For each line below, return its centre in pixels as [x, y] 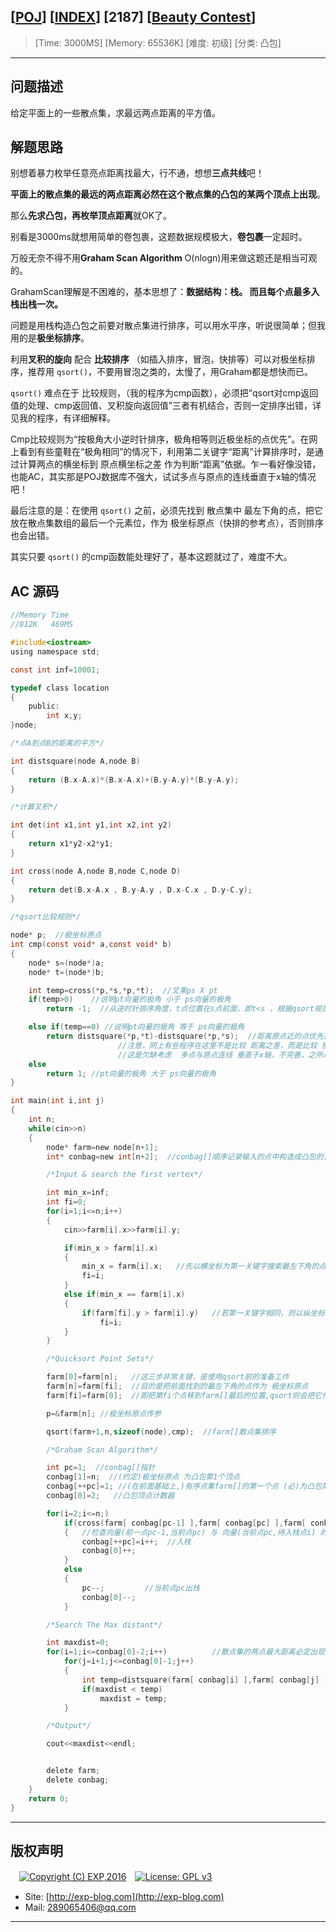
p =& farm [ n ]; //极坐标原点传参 [104, 1413]
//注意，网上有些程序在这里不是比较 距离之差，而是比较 [217, 1045]
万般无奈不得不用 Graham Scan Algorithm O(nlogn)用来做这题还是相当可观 [164, 258]
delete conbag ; [78, 1780]
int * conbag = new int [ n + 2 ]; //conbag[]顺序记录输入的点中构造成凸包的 [185, 1156]
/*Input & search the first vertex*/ [124, 1175]
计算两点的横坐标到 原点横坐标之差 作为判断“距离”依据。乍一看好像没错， [170, 464]
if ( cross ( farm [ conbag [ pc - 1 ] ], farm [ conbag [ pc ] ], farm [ [185, 1523]
